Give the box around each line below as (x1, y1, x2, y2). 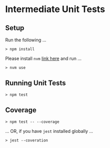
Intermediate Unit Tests (5, 4, 105, 15)
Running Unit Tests (5, 79, 66, 88)
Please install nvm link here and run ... (5, 55, 82, 61)
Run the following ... (5, 37, 47, 43)
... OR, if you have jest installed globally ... (5, 128, 93, 134)
